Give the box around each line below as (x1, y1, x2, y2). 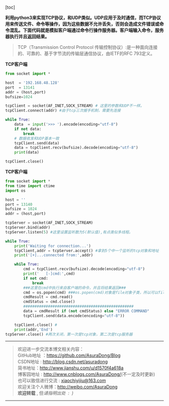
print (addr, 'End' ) (14, 327, 53, 332)
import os (5, 188, 26, 193)
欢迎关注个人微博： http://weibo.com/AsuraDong (17, 384, 118, 390)
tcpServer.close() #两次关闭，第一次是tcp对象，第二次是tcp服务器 (5, 332, 133, 337)
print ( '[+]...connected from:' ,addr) (14, 253, 94, 258)
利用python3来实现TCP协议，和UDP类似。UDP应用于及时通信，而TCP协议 (5, 15, 161, 21)
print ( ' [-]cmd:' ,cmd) (23, 271, 75, 276)
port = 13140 (5, 202, 33, 207)
